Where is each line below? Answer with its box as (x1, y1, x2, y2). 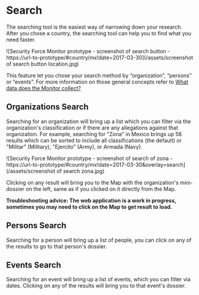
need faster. (6, 36, 36, 43)
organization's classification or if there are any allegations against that (6, 124, 179, 131)
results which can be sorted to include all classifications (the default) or (6, 137, 182, 144)
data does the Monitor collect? (6, 84, 82, 91)
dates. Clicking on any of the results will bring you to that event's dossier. (6, 282, 186, 290)
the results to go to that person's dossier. (6, 242, 107, 250)
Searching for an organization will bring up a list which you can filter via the (6, 118, 191, 125)
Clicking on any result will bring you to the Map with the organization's (6, 179, 179, 186)
